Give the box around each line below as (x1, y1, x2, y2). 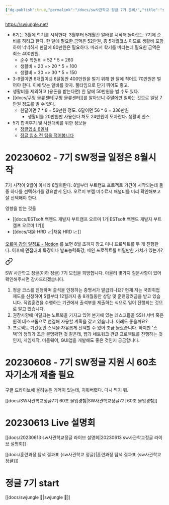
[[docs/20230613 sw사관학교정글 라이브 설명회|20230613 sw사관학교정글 (5, 435, 153, 441)
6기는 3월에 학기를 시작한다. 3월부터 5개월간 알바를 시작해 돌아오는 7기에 (12, 31, 156, 38)
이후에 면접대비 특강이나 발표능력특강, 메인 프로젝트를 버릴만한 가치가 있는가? (12, 247, 163, 253)
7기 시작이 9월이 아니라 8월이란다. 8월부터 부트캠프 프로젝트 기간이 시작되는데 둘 (5, 182, 163, 188)
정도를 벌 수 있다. (22, 101, 56, 107)
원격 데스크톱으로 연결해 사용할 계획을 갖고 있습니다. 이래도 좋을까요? (12, 318, 148, 324)
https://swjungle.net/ (5, 21, 49, 27)
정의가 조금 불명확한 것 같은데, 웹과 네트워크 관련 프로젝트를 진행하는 (23, 331, 157, 337)
